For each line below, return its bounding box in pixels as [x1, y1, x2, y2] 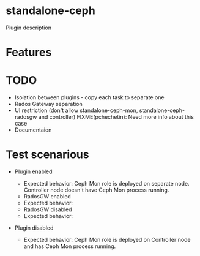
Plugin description [6, 24, 51, 31]
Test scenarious [6, 148, 89, 162]
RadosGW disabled [23, 206, 72, 213]
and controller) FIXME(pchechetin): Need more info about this [38, 113, 194, 121]
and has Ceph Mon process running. [23, 243, 116, 250]
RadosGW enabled [23, 193, 71, 200]
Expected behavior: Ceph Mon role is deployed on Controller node [23, 236, 191, 243]
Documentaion [14, 126, 52, 134]
